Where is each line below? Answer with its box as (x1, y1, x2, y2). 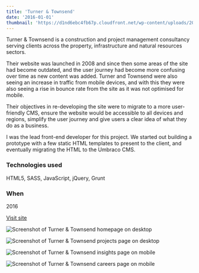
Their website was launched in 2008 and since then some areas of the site (6, 60, 188, 67)
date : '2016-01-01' (6, 14, 54, 20)
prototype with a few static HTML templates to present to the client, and (6, 140, 182, 147)
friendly (6, 109, 25, 116)
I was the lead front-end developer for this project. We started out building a (6, 134, 192, 141)
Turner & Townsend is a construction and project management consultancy (6, 36, 190, 43)
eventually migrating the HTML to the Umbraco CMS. (6, 146, 136, 153)
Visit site (6, 214, 27, 221)
